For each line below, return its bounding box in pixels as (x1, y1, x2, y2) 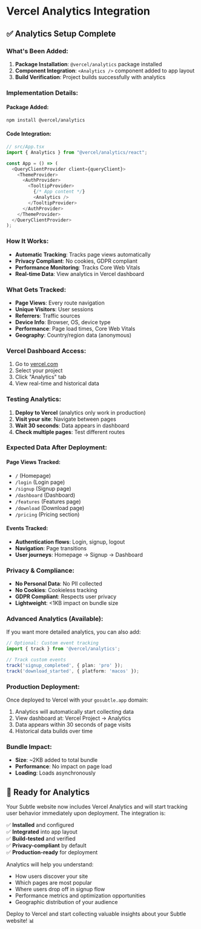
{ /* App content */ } (33, 188, 85, 195)
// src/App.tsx (6, 144, 45, 150)
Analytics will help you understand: (6, 861, 94, 868)
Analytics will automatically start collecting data (15, 708, 134, 716)
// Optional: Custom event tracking (6, 640, 99, 646)
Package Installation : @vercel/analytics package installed (15, 60, 162, 67)
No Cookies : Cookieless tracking (15, 587, 98, 594)
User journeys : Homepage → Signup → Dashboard (15, 551, 143, 558)
